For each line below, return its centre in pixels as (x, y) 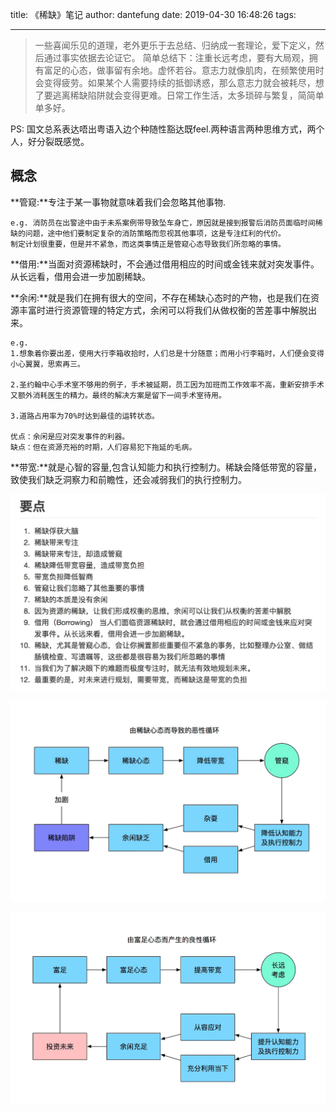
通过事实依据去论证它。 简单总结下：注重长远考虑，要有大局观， (176, 57)
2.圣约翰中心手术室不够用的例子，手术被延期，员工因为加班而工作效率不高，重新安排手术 (167, 384)
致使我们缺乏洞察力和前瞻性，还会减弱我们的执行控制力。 (128, 479)
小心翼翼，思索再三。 (47, 364)
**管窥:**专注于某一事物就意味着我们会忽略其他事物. (118, 202)
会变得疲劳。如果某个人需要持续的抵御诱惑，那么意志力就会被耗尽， (175, 82)
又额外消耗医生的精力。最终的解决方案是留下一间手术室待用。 (118, 395)
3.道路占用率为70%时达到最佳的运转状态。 (85, 416)
